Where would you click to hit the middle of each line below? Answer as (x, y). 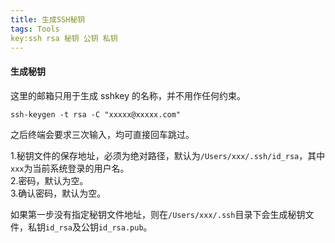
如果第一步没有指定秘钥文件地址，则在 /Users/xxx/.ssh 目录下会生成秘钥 (158, 214)
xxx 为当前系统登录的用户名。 (70, 168)
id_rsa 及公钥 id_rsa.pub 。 (99, 227)
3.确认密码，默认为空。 (58, 193)
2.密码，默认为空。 (49, 180)
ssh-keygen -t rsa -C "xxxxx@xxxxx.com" (96, 114)
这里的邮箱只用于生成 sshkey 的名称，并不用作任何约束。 (128, 95)
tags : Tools (35, 29)
